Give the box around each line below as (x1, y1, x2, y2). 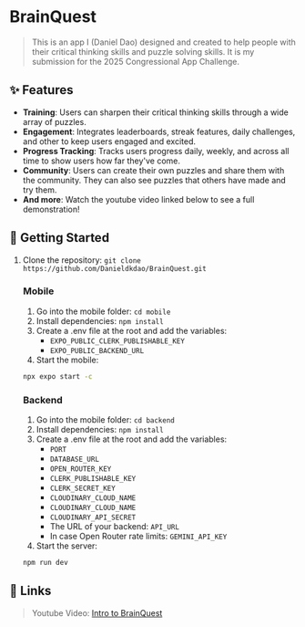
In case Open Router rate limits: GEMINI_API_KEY (49, 531, 228, 542)
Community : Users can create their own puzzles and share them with (22, 164, 285, 175)
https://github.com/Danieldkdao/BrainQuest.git (22, 264, 207, 273)
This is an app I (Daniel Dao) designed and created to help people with (31, 37, 296, 47)
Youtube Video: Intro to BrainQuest (31, 607, 163, 618)
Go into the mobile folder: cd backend (36, 414, 176, 425)
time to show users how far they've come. (22, 155, 180, 166)
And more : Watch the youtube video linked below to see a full (22, 193, 255, 204)
